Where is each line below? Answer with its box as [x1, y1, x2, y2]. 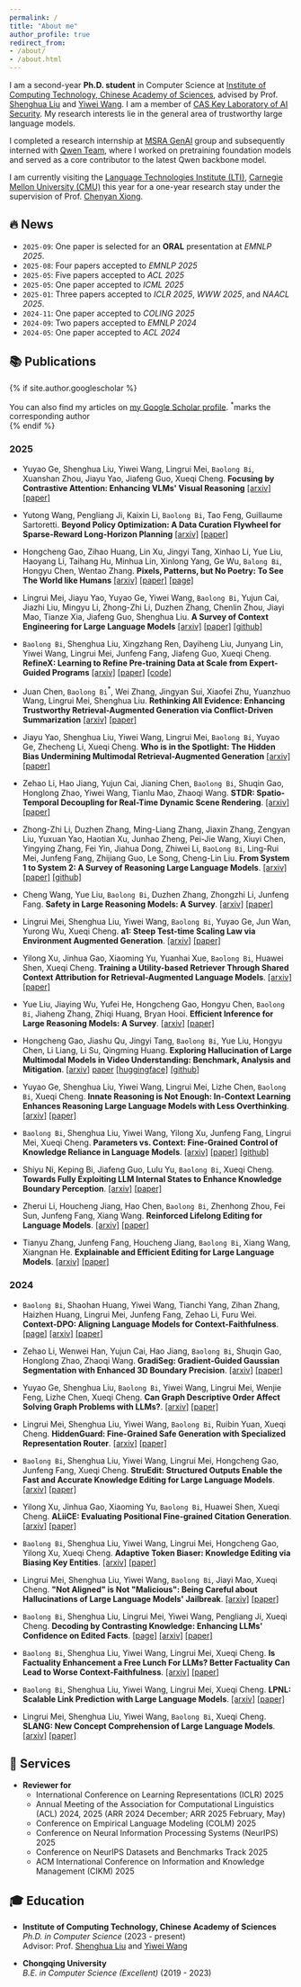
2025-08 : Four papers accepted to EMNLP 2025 [22, 260, 198, 271]
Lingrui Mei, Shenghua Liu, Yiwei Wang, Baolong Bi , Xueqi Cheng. [22, 1711, 267, 1722]
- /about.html [9, 55, 63, 64]
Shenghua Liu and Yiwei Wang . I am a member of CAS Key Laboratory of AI [9, 99, 288, 109]
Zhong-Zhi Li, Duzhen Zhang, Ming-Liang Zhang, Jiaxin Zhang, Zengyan [22, 824, 290, 835]
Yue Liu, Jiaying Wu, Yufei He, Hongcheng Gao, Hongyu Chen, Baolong [22, 999, 286, 1010]
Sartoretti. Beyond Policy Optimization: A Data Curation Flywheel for [22, 519, 281, 530]
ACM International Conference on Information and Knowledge [35, 1857, 265, 1867]
